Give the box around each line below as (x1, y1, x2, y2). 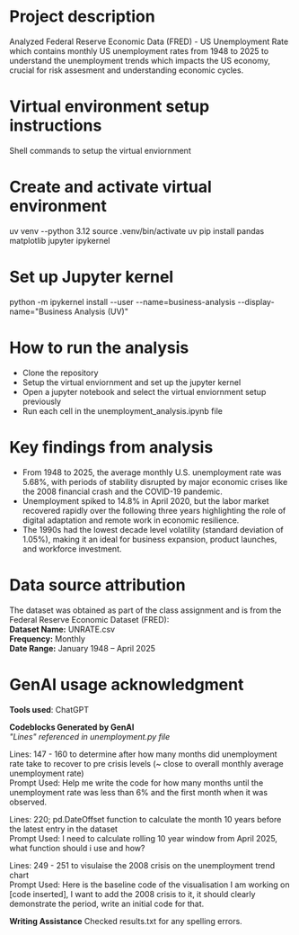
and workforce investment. (22, 543, 123, 554)
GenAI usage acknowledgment (9, 674, 244, 695)
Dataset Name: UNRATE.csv (9, 624, 115, 634)
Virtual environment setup (9, 96, 210, 117)
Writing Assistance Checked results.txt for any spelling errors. (9, 915, 242, 926)
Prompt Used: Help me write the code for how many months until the (9, 777, 264, 788)
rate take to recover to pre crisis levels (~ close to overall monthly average (9, 758, 285, 769)
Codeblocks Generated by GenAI (9, 722, 135, 733)
